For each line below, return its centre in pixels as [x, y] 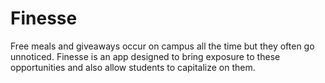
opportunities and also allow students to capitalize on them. [133, 67]
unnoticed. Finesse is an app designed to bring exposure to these [145, 56]
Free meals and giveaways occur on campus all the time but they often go [162, 46]
